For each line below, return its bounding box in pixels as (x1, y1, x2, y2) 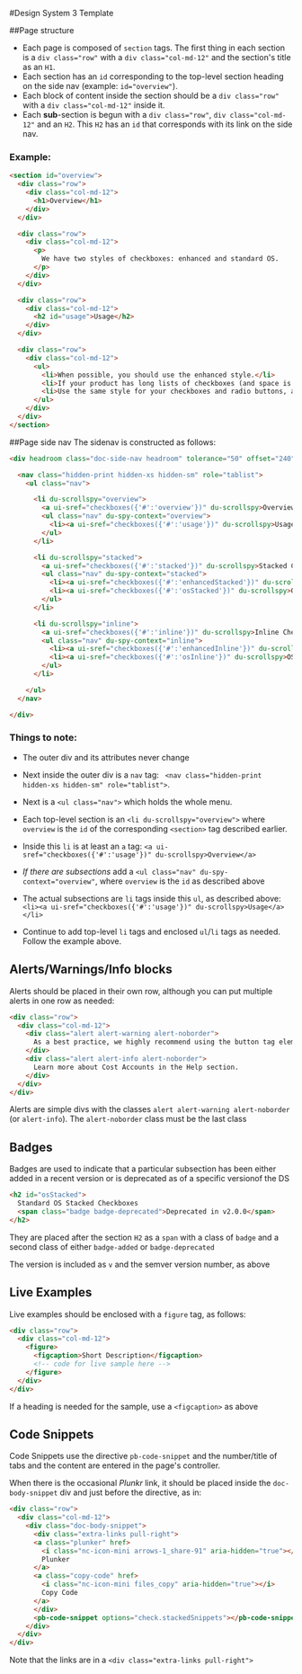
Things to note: (9, 732, 78, 744)
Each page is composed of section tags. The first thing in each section (22, 42, 286, 53)
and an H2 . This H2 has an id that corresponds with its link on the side (37, 119, 293, 129)
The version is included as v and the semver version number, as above (9, 1259, 271, 1269)
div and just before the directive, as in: (59, 1487, 202, 1498)
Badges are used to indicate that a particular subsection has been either (9, 1163, 277, 1174)
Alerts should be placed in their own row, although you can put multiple (9, 985, 273, 996)
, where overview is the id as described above (94, 876, 265, 886)
